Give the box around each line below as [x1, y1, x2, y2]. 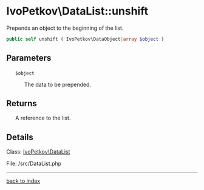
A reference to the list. [15, 114, 71, 122]
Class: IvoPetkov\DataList [6, 148, 70, 155]
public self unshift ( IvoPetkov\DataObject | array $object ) [6, 36, 165, 42]
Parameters [6, 53, 52, 63]
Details [6, 132, 33, 142]
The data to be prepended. [24, 81, 92, 88]
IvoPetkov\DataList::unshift [6, 4, 149, 18]
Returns [6, 98, 38, 109]
